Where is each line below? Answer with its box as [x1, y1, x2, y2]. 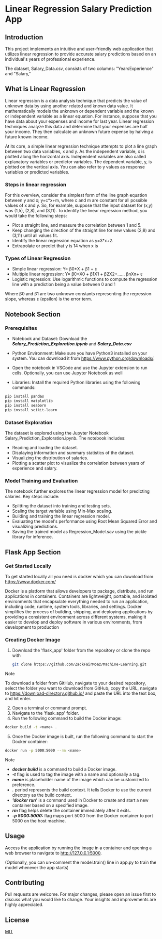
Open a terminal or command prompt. [12, 705, 88, 711]
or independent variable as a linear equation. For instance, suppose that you [5, 113, 157, 119]
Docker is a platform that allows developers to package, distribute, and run [5, 588, 154, 594]
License [5, 916, 29, 924]
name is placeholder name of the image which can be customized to [12, 776, 149, 782]
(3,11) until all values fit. [12, 233, 58, 238]
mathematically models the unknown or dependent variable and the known [5, 108, 154, 114]
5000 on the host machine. [12, 818, 66, 823]
